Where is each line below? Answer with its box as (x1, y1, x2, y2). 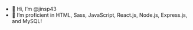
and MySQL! (11, 18, 42, 24)
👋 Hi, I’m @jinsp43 (11, 6, 57, 12)
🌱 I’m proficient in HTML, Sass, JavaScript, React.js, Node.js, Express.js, (11, 12, 188, 18)
